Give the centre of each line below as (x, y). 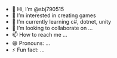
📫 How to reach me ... (39, 35)
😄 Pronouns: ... (31, 43)
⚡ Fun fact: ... (28, 50)
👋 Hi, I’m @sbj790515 (38, 9)
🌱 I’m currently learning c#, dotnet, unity (61, 22)
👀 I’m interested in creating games (54, 15)
